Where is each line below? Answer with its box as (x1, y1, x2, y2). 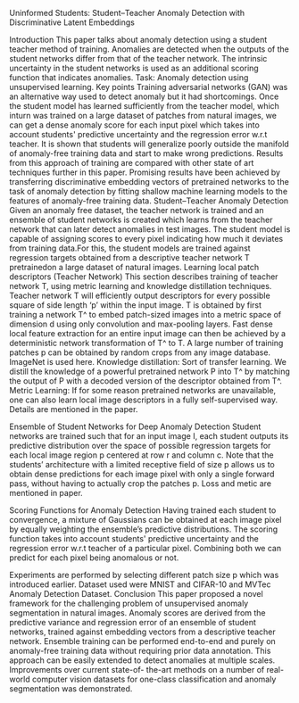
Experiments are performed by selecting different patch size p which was (9, 570, 279, 580)
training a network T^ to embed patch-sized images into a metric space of (9, 310, 282, 319)
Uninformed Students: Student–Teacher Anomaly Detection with (9, 8, 245, 18)
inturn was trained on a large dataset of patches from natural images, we (9, 111, 277, 120)
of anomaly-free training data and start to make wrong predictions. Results (9, 148, 284, 159)
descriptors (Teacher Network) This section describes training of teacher (9, 271, 278, 282)
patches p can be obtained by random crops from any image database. (9, 347, 270, 358)
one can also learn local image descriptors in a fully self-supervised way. (9, 394, 278, 405)
